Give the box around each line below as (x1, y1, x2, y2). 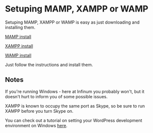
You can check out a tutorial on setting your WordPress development (5, 117, 142, 123)
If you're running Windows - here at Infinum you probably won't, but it (5, 88, 144, 94)
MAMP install (5, 34, 31, 40)
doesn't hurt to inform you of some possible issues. (5, 93, 108, 99)
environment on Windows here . (5, 122, 68, 128)
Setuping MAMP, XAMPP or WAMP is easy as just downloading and (5, 19, 140, 25)
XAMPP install (5, 43, 33, 49)
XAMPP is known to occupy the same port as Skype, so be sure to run (5, 103, 145, 109)
